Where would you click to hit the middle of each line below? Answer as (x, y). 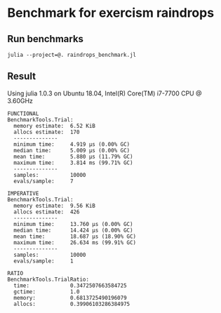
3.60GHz (20, 100)
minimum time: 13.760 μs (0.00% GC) (73, 224)
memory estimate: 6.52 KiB (55, 126)
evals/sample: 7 (43, 181)
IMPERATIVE (23, 193)
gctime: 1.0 (47, 292)
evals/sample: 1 (43, 261)
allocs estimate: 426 (47, 212)
